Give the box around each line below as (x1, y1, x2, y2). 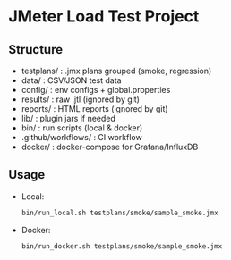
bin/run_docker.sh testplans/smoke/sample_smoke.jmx (21, 241, 223, 251)
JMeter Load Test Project (8, 6, 200, 27)
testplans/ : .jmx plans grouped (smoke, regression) (21, 65, 212, 76)
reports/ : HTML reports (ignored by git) (21, 104, 168, 113)
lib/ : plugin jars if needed (21, 113, 115, 123)
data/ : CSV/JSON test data (21, 75, 122, 86)
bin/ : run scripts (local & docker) (21, 122, 143, 133)
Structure (8, 42, 64, 57)
